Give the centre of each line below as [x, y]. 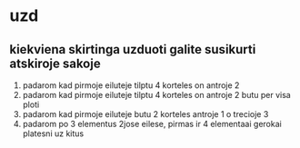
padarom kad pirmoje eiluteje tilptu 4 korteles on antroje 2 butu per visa [156, 95]
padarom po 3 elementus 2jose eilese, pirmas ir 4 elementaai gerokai [152, 124]
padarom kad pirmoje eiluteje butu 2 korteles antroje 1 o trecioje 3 [145, 114]
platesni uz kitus [53, 133]
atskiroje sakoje [55, 63]
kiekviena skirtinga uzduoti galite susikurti [133, 49]
